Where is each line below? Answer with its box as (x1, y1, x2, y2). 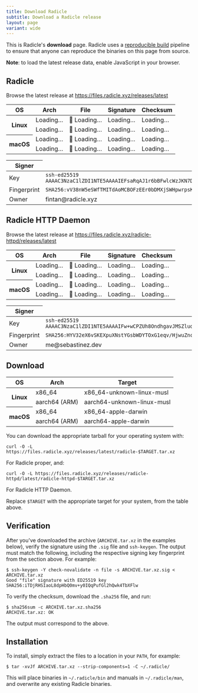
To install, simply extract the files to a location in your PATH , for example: (6, 652, 181, 659)
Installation (6, 636, 48, 647)
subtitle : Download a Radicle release (6, 14, 101, 20)
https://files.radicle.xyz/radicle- (74, 231, 151, 238)
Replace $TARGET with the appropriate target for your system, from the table (6, 497, 189, 505)
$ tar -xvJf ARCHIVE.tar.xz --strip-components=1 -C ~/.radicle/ (6, 664, 170, 670)
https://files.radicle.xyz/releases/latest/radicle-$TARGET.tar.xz (6, 448, 176, 455)
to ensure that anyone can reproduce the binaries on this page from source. (6, 48, 190, 55)
